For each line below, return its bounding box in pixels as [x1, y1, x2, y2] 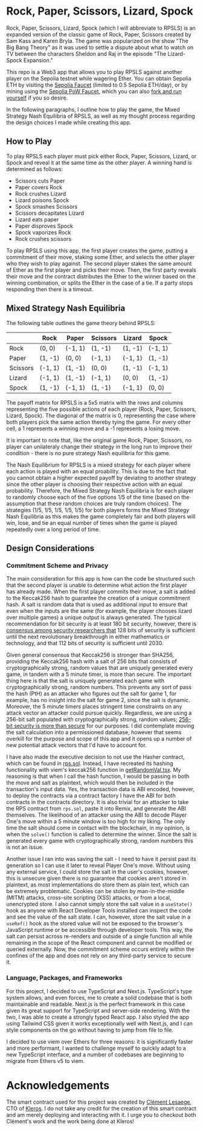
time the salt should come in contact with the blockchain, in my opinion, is [6, 824, 190, 832]
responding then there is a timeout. [6, 285, 94, 292]
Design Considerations [6, 543, 95, 553]
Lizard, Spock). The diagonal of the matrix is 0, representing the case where [6, 411, 196, 419]
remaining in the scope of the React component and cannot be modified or [6, 939, 192, 947]
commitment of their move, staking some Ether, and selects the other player [6, 253, 195, 260]
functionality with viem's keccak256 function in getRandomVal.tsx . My [6, 766, 181, 774]
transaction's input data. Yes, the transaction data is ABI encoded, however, [6, 786, 195, 793]
